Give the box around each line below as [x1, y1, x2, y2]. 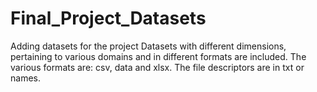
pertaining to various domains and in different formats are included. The [10, 50, 307, 62]
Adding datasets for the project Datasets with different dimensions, [10, 40, 287, 52]
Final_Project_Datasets [10, 7, 207, 30]
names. [10, 72, 41, 84]
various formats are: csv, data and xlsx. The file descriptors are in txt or [10, 61, 305, 73]
